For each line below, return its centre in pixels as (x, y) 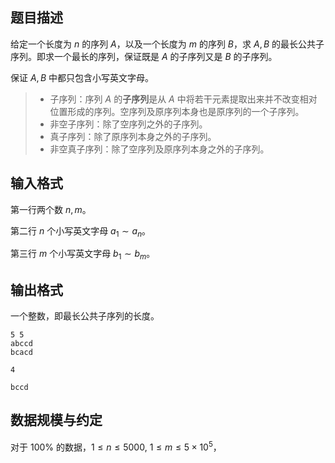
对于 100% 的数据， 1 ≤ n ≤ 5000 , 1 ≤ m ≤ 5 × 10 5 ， (116, 446)
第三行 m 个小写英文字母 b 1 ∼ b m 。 (83, 255)
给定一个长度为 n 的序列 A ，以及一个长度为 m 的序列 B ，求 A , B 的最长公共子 (167, 44)
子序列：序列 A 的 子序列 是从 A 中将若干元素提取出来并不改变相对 (183, 99)
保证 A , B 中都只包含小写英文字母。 (82, 77)
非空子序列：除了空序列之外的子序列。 (128, 124)
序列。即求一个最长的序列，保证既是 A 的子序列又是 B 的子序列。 (144, 56)
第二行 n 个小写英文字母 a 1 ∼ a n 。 (81, 231)
